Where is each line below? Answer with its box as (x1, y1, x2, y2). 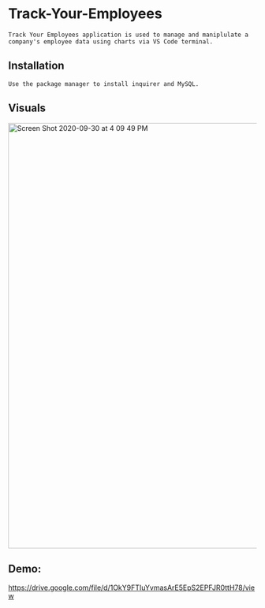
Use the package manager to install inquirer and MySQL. (8, 80, 200, 88)
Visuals (8, 102, 46, 115)
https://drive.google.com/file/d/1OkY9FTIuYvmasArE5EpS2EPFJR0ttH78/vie (8, 583, 255, 592)
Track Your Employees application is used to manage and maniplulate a (8, 31, 248, 39)
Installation (8, 59, 65, 73)
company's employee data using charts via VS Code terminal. (8, 37, 214, 46)
